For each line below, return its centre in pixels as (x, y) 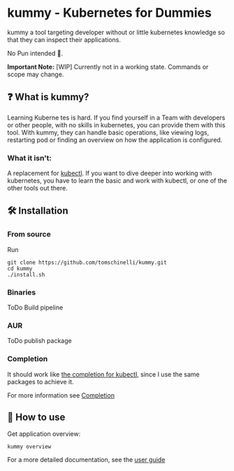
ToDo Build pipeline (35, 308)
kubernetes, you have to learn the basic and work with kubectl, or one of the (117, 181)
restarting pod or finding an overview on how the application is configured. (115, 140)
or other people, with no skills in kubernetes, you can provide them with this (116, 125)
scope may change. (36, 74)
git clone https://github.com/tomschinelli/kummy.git (87, 262)
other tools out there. (38, 188)
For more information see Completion (61, 395)
